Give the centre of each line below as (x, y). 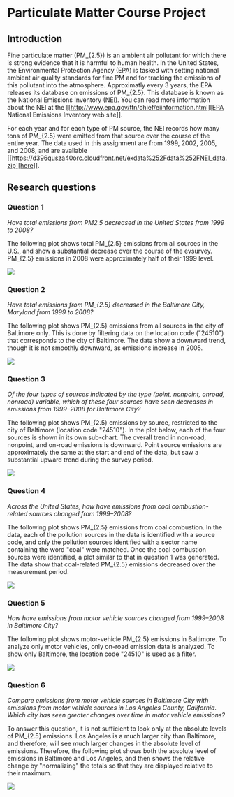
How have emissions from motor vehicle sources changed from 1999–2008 (116, 618)
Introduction (35, 39)
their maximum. (30, 773)
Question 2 (26, 289)
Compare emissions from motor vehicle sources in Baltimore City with (108, 701)
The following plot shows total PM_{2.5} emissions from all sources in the (113, 243)
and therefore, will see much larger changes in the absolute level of (104, 744)
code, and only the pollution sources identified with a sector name (102, 542)
